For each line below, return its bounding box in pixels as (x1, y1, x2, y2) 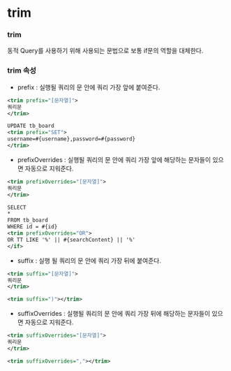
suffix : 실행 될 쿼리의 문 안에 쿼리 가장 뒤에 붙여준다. (17, 256, 162, 265)
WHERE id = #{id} (7, 224, 58, 231)
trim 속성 (7, 66, 37, 75)
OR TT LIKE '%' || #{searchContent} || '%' (7, 236, 136, 243)
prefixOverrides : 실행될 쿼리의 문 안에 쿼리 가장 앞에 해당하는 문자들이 (17, 155, 211, 163)
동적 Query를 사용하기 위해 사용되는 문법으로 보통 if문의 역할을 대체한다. (7, 47, 204, 55)
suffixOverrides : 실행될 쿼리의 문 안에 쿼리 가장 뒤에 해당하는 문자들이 (17, 310, 211, 318)
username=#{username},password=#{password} (7, 136, 136, 143)
